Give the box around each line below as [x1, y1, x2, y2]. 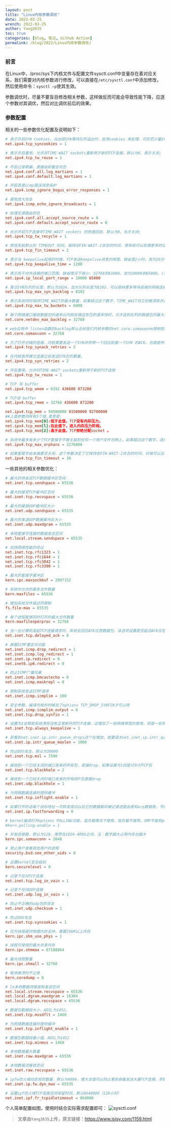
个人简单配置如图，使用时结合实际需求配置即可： [5, 1105, 107, 1111]
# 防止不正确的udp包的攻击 [5, 901, 55, 907]
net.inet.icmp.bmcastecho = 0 [5, 675, 69, 680]
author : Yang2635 [5, 26, 42, 31]
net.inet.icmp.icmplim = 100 [5, 693, 67, 698]
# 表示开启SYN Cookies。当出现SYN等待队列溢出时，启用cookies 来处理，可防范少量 [5, 137, 161, 142]
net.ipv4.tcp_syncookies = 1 [5, 141, 67, 147]
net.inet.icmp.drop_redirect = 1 [5, 647, 76, 652]
